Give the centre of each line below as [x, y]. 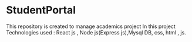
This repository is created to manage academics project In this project [91, 26]
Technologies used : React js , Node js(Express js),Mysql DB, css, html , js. [96, 32]
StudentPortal [41, 10]
